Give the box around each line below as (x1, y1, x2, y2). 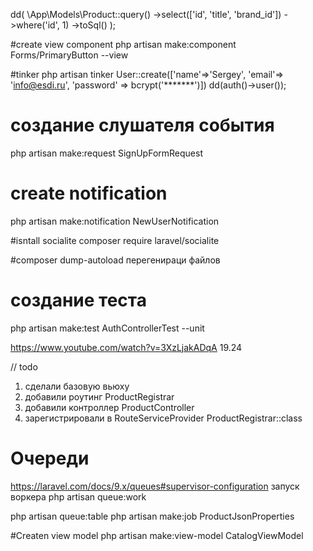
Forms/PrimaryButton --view (10, 49, 129, 61)
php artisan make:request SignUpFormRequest (10, 147, 203, 159)
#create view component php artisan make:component (10, 39, 237, 50)
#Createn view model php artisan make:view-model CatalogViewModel (10, 529, 304, 541)
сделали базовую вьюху (24, 380, 130, 392)
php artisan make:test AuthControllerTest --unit (10, 322, 205, 334)
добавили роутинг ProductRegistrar (24, 390, 175, 403)
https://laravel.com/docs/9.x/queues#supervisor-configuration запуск (10, 480, 300, 492)
